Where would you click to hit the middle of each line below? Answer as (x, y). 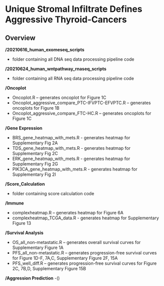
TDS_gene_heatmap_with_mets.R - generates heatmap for (71, 148)
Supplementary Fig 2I (34, 174)
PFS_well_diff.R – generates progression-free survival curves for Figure (84, 263)
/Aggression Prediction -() (33, 278)
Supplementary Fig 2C (35, 153)
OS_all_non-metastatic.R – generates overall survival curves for (77, 242)
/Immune (15, 203)
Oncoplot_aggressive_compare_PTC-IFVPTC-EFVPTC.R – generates (82, 103)
